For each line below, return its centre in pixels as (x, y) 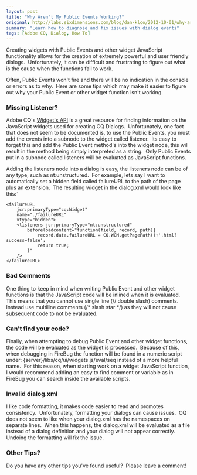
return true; (53, 246)
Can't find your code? (38, 329)
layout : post (22, 11)
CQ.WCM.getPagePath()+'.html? (140, 235)
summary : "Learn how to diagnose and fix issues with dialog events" (93, 28)
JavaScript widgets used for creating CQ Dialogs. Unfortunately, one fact (95, 127)
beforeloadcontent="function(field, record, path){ (92, 230)
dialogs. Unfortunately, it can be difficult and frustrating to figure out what (96, 63)
